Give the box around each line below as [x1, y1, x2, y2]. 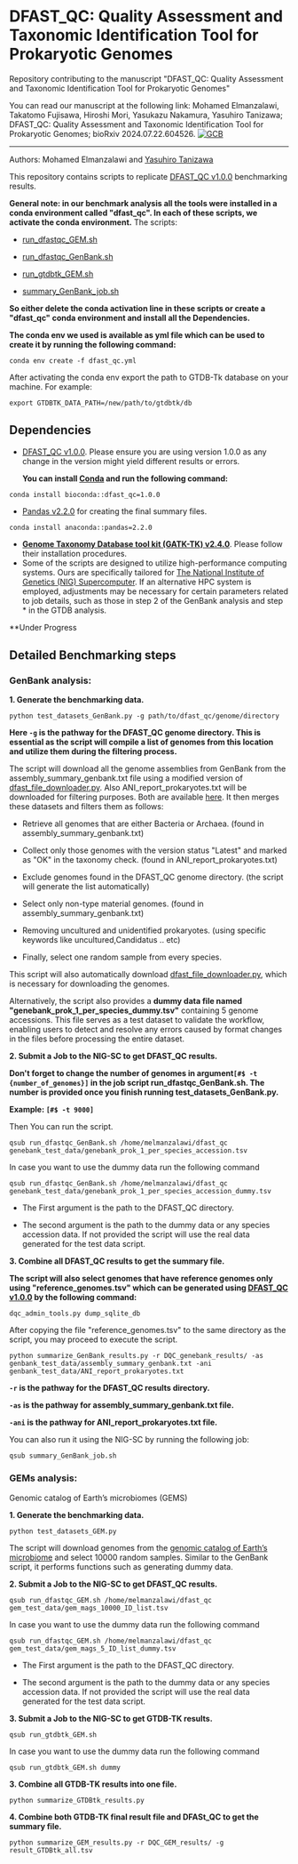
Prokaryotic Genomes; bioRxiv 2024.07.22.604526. [9, 128, 196, 139]
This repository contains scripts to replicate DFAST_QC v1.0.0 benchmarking [9, 171, 288, 181]
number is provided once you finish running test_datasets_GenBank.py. [9, 1087, 279, 1097]
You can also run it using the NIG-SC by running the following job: [9, 1434, 250, 1445]
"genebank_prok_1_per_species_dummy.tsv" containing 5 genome [9, 1005, 259, 1016]
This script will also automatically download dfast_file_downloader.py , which [9, 969, 287, 980]
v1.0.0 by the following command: [9, 1292, 137, 1303]
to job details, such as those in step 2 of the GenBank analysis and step [21, 595, 284, 606]
